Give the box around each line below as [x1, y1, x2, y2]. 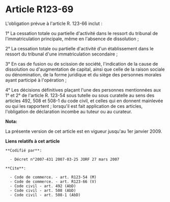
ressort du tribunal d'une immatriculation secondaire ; [5, 51, 118, 57]
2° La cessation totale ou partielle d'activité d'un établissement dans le [5, 45, 154, 51]
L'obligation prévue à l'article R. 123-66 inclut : [5, 20, 103, 26]
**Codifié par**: [5, 148, 42, 153]
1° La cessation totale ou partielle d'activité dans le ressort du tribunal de [5, 30, 158, 36]
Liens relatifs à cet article [5, 138, 60, 144]
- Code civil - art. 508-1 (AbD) [10, 192, 81, 197]
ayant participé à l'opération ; [5, 77, 67, 83]
